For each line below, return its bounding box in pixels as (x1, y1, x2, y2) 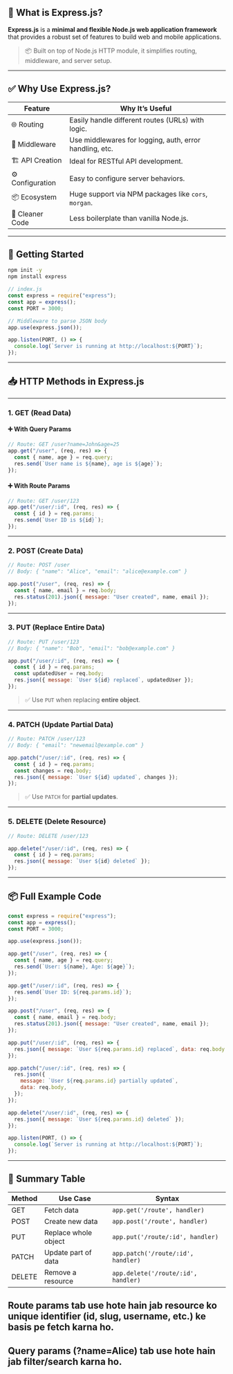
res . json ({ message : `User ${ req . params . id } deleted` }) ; (14, 1115, 185, 1123)
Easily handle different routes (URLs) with (69, 115, 205, 125)
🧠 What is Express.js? (8, 7, 103, 19)
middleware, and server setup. (24, 56, 113, 64)
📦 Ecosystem (11, 192, 57, 202)
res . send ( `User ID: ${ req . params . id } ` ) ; (14, 989, 132, 996)
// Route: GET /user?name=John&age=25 (8, 441, 120, 448)
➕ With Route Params (8, 482, 71, 490)
